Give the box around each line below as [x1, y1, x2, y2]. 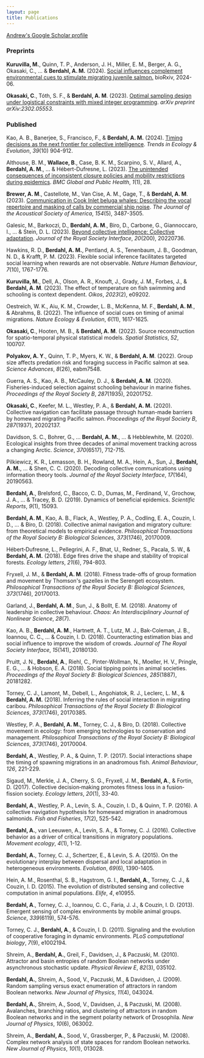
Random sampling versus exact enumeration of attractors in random [6, 982, 177, 990]
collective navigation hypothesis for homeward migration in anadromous [6, 808, 188, 816]
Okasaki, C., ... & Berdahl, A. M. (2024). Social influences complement [6, 67, 183, 74]
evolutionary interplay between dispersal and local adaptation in [6, 858, 167, 865]
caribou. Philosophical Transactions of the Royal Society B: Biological [6, 703, 181, 710]
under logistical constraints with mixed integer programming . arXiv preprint [6, 98, 195, 106]
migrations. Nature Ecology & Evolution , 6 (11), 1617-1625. [6, 316, 149, 323]
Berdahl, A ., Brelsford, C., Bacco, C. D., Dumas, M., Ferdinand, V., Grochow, [6, 490, 196, 497]
